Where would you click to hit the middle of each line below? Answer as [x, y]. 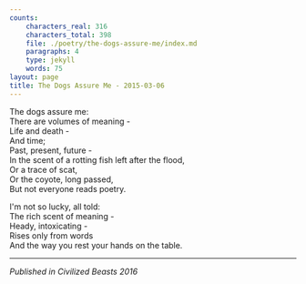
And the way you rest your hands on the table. [96, 245]
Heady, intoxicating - [49, 226]
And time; [28, 140]
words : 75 [45, 69]
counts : [24, 18]
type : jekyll [51, 60]
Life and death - [40, 131]
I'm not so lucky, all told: [55, 207]
